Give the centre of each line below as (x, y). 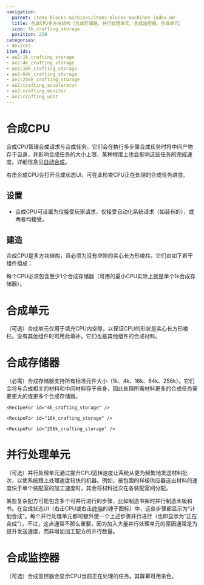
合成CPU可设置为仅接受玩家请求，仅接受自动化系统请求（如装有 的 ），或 (104, 211)
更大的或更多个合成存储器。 (46, 396)
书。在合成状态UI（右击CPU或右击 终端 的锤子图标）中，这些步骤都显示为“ (98, 508)
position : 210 (29, 35)
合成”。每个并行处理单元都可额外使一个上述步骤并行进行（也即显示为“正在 (104, 516)
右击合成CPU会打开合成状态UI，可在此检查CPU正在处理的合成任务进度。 (97, 174)
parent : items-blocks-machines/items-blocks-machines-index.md (93, 18)
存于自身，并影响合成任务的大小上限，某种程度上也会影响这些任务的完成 (97, 154)
